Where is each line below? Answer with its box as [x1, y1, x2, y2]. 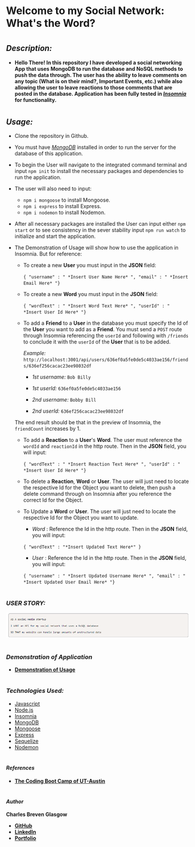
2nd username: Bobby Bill [32, 396, 96, 403]
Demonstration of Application [6, 652, 92, 661]
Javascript [14, 700, 40, 707]
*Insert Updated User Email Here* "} [23, 579, 116, 586]
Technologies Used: [6, 687, 64, 695]
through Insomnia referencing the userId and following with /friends [23, 332, 189, 339]
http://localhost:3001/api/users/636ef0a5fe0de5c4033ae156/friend [23, 357, 189, 363]
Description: [6, 43, 53, 53]
